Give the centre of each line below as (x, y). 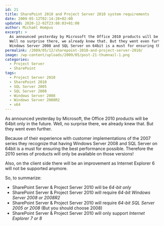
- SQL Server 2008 (28, 91)
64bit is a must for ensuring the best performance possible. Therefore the (79, 149)
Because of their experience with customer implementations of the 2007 (78, 138)
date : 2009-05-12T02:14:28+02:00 (39, 19)
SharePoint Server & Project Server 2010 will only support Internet (78, 213)
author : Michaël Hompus (29, 28)
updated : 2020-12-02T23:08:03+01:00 (42, 23)
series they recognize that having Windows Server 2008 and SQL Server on (81, 143)
